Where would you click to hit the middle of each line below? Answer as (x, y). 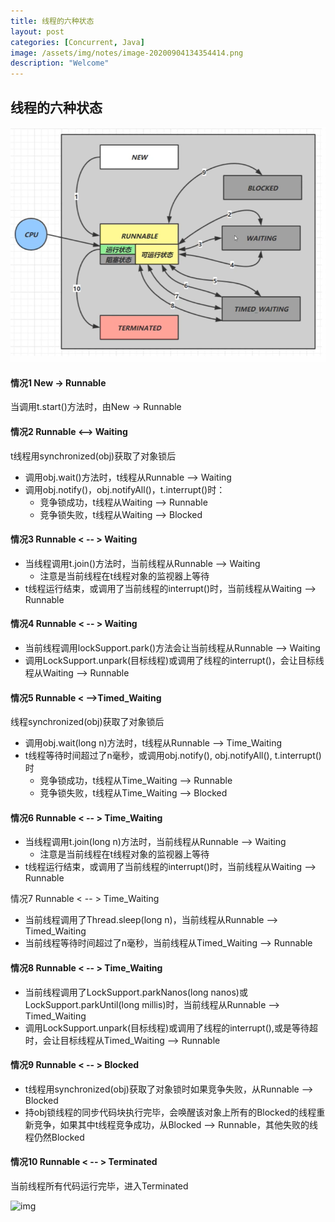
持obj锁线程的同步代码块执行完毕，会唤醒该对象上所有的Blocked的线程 (170, 1112)
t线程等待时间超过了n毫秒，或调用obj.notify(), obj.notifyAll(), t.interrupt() (173, 756)
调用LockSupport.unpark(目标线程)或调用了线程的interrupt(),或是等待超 (171, 1027)
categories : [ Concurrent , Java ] (77, 42)
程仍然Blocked (54, 1137)
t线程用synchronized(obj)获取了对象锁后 (93, 456)
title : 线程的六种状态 (52, 21)
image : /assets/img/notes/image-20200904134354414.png (127, 53)
